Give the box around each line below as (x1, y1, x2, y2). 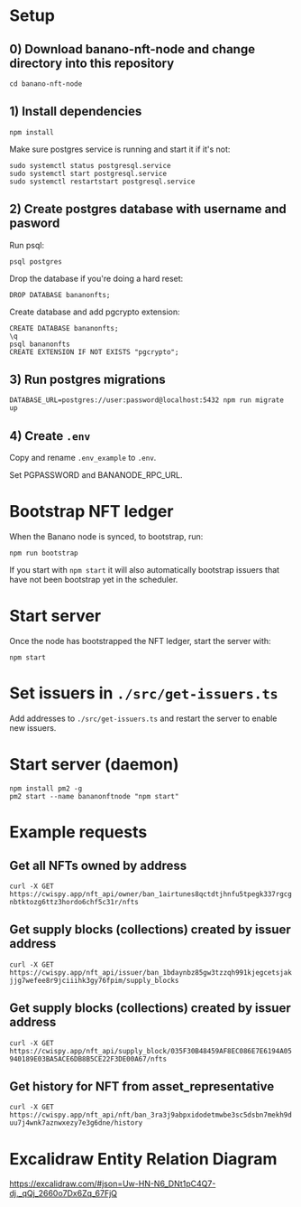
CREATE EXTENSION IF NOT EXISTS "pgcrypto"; (9, 347, 179, 357)
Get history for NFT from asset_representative (9, 1079, 275, 1094)
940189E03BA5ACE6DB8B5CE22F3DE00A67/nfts (9, 1054, 168, 1063)
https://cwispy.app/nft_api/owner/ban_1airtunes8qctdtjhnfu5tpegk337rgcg (9, 890, 293, 899)
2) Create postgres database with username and (9, 201, 287, 217)
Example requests (9, 822, 148, 843)
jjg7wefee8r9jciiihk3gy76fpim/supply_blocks (9, 976, 179, 985)
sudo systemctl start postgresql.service (9, 169, 168, 178)
